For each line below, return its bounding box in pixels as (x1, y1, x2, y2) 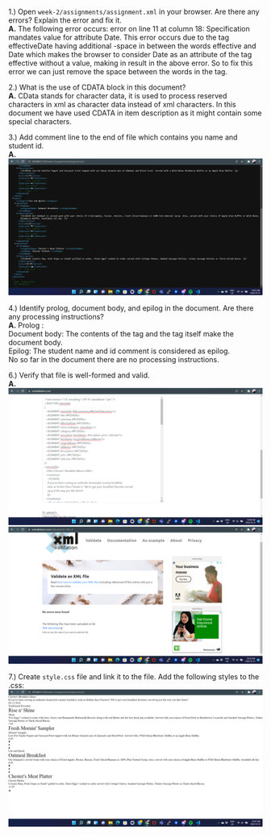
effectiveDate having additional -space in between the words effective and (8, 41, 256, 51)
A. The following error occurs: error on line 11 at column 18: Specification (8, 24, 250, 33)
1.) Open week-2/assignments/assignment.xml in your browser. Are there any (8, 7, 260, 16)
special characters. (8, 117, 73, 126)
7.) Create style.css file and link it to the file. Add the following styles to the (8, 672, 260, 682)
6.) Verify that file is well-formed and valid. (8, 370, 151, 380)
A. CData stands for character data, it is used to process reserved (8, 91, 227, 100)
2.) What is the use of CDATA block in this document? (8, 82, 186, 92)
